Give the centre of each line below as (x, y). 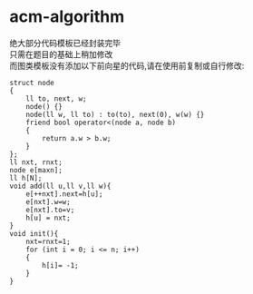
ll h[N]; (26, 178)
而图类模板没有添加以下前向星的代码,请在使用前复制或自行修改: (127, 65)
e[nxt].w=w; (48, 201)
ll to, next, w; (57, 98)
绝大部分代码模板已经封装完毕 (65, 43)
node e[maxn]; (36, 170)
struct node (32, 83)
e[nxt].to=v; (50, 210)
